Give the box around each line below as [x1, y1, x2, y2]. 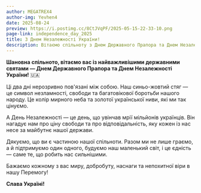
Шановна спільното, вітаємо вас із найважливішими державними [6, 58, 181, 66]
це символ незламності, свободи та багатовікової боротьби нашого [6, 89, 179, 96]
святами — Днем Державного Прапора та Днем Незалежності [6, 65, 172, 72]
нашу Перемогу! [6, 169, 48, 176]
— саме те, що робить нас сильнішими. [6, 151, 108, 158]
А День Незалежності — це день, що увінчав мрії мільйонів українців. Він [6, 114, 195, 121]
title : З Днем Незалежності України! [6, 36, 100, 42]
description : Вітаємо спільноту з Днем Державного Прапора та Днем [6, 42, 178, 48]
